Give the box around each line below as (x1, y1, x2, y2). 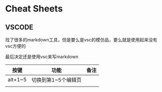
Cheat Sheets (5, 3, 63, 14)
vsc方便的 (5, 43, 26, 49)
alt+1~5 (8, 76, 27, 83)
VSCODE (5, 23, 34, 31)
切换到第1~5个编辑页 (31, 76, 82, 83)
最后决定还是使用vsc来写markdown (5, 53, 79, 59)
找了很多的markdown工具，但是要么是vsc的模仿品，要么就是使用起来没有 (5, 37, 157, 42)
